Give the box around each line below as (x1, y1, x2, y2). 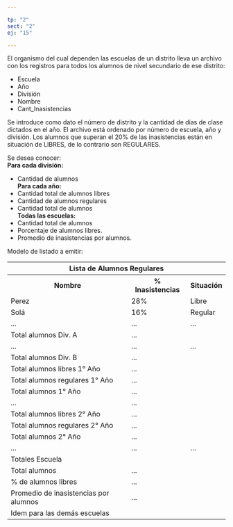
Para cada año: (17, 182, 62, 190)
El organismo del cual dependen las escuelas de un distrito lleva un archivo (7, 54, 222, 63)
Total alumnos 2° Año (10, 432, 81, 441)
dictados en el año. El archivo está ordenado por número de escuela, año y (7, 126, 222, 134)
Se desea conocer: (7, 154, 61, 162)
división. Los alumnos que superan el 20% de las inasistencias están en (7, 133, 213, 141)
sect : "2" (7, 22, 36, 30)
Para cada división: (7, 161, 64, 170)
